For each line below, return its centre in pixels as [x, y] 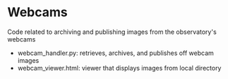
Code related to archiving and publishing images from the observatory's [112, 32]
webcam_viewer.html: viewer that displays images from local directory [119, 68]
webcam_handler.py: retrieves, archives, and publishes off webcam [115, 53]
